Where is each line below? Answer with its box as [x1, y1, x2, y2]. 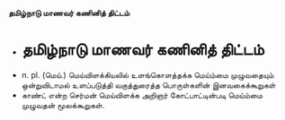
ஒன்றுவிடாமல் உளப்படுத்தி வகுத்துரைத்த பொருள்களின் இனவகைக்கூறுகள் [21, 80, 276, 90]
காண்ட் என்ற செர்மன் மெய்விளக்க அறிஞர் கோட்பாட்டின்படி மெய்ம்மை [21, 90, 263, 100]
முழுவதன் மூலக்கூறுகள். [21, 99, 105, 110]
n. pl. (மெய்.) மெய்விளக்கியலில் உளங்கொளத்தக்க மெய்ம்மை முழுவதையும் [21, 69, 274, 80]
